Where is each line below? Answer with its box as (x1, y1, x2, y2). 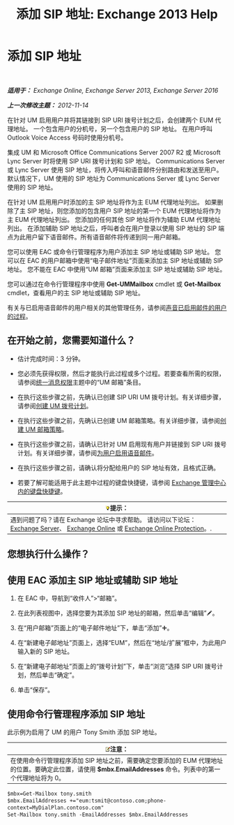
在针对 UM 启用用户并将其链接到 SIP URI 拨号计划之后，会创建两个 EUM (7, 116, 214, 124)
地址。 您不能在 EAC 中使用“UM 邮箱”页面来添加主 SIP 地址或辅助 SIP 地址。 (7, 265, 226, 273)
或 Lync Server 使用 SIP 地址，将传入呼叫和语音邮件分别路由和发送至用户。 (7, 165, 223, 174)
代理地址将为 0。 (16, 773, 65, 782)
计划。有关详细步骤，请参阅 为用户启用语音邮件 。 (17, 448, 158, 457)
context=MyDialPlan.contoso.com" (7, 804, 104, 812)
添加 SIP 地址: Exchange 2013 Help (16, 6, 218, 22)
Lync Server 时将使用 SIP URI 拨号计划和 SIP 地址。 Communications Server (7, 156, 225, 165)
